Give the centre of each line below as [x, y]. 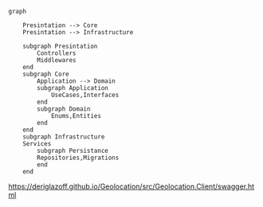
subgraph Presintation [60, 46]
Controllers [57, 53]
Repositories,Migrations [78, 158]
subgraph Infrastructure [64, 137]
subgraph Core [46, 74]
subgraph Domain [64, 109]
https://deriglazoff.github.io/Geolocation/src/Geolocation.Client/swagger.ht [131, 186]
